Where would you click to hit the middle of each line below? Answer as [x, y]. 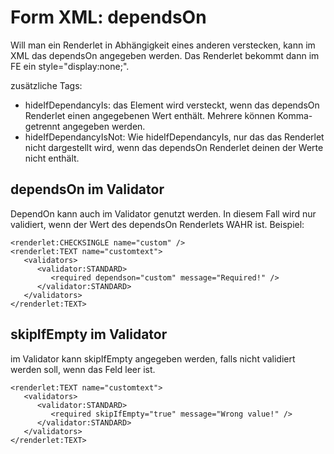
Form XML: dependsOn [108, 17]
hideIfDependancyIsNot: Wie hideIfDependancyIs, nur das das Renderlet [174, 137]
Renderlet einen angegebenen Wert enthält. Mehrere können [150, 115]
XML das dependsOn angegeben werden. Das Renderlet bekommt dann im [165, 55]
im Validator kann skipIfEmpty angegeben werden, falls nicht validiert [153, 358]
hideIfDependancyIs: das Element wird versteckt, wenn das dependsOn [172, 105]
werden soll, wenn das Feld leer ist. [83, 369]
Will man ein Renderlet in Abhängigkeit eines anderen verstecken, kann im [163, 45]
